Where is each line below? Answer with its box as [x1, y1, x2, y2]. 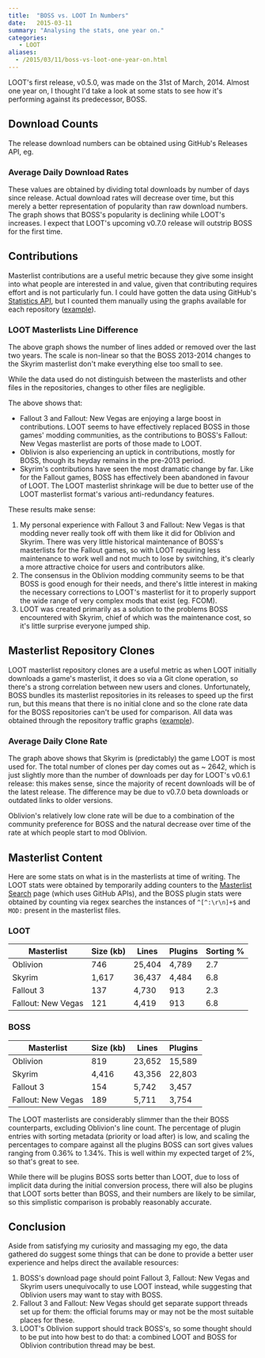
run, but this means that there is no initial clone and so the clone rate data [8, 698, 248, 708]
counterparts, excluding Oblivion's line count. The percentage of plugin [8, 1123, 241, 1132]
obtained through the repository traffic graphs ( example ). [8, 715, 195, 725]
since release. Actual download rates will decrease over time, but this [8, 193, 235, 202]
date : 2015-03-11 [8, 19, 73, 27]
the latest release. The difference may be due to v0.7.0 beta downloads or [8, 787, 249, 797]
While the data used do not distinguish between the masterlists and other [8, 374, 247, 384]
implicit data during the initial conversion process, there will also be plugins [8, 1180, 253, 1190]
